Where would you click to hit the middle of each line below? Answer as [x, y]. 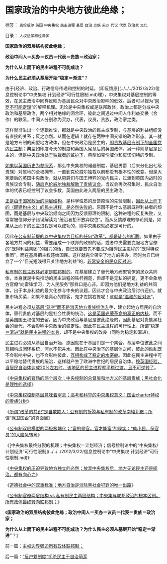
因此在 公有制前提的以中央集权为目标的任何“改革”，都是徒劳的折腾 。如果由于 [83, 236]
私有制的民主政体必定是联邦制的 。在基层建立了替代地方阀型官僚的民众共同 [81, 272]
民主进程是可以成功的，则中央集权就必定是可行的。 [83, 226]
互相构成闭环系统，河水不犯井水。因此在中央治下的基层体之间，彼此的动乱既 [83, 349]
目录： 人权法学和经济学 [27, 35]
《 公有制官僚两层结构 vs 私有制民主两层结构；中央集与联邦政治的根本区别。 [83, 495]
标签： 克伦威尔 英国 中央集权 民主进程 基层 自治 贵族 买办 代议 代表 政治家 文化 [77, 25]
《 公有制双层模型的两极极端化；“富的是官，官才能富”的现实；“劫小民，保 [80, 428]
